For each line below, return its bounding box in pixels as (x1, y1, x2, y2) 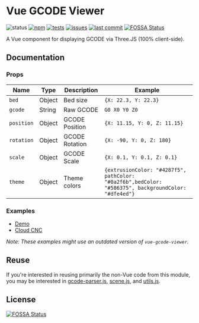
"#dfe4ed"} (104, 190, 135, 197)
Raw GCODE (63, 105, 99, 114)
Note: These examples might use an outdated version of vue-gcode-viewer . (6, 238, 189, 245)
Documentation (6, 52, 65, 63)
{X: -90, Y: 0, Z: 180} (104, 137, 172, 143)
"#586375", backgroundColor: (104, 184, 187, 191)
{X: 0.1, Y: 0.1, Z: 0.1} (104, 153, 178, 161)
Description (64, 86, 98, 94)
